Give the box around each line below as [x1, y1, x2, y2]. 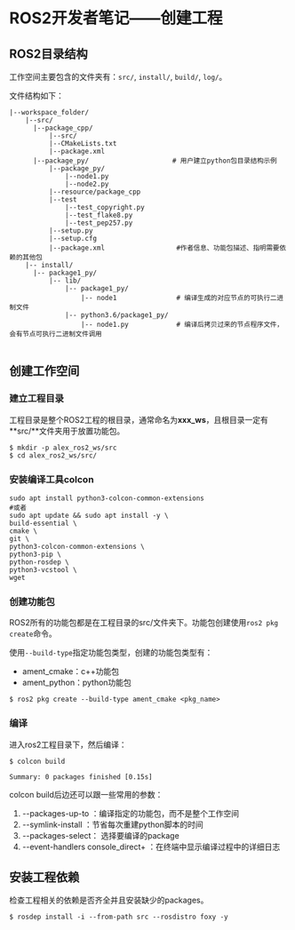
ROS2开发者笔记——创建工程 [9, 8, 223, 28]
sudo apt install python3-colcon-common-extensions [9, 494, 204, 503]
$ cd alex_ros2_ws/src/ [9, 450, 98, 460]
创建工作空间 [9, 363, 80, 378]
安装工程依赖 [9, 870, 80, 885]
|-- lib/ [48, 276, 82, 285]
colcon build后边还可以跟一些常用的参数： [9, 789, 163, 799]
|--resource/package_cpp [48, 187, 141, 196]
